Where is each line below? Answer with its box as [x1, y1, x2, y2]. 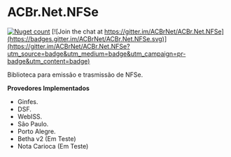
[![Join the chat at [51, 27, 103, 36]
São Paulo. [17, 119, 49, 128]
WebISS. [17, 112, 43, 121]
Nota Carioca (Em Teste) [17, 142, 89, 150]
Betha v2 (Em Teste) [17, 134, 76, 143]
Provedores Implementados [7, 84, 90, 92]
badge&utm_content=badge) [7, 57, 90, 65]
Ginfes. [17, 97, 38, 105]
